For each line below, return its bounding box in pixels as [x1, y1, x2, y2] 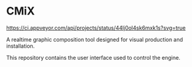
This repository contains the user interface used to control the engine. [6, 54, 181, 61]
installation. [6, 42, 35, 49]
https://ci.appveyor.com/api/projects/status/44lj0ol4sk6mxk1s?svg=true [6, 24, 186, 31]
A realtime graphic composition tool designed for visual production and [6, 36, 183, 43]
